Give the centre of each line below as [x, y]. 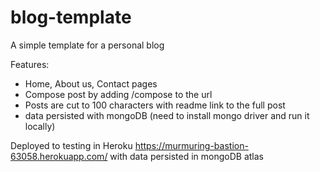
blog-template [71, 17]
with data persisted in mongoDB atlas [186, 156]
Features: [30, 64]
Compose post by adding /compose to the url [118, 94]
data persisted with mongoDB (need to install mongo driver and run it [167, 115]
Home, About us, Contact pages [91, 83]
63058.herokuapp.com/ [59, 156]
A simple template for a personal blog [87, 45]
